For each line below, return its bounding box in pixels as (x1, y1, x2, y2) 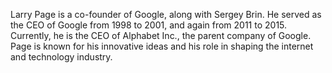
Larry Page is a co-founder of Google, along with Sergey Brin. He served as (10, 9, 322, 20)
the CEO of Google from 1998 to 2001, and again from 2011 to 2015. (10, 19, 288, 31)
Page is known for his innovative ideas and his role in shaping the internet (10, 40, 314, 52)
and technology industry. (10, 51, 113, 63)
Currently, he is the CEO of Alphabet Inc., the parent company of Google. (10, 30, 312, 41)
